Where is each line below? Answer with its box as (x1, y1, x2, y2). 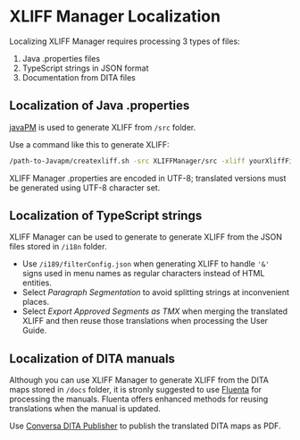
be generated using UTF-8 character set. (9, 182, 161, 193)
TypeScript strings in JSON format (21, 63, 149, 73)
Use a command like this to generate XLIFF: (9, 139, 170, 149)
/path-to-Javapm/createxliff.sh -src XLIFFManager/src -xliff (9, 157, 246, 165)
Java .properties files (21, 53, 101, 63)
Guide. (21, 325, 47, 336)
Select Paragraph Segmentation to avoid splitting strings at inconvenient (21, 287, 290, 298)
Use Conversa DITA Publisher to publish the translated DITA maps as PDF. (9, 420, 281, 431)
